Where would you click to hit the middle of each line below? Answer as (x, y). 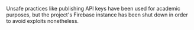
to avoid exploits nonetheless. (42, 21)
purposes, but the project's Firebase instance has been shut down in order (97, 15)
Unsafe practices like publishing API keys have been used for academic (93, 9)
